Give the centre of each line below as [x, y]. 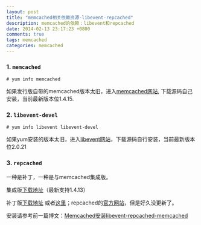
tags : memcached [27, 40]
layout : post [23, 12]
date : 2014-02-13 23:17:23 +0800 [48, 29]
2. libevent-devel [32, 115]
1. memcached [24, 67]
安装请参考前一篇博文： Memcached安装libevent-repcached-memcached [97, 215]
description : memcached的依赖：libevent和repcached [70, 23]
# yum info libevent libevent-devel [52, 128]
